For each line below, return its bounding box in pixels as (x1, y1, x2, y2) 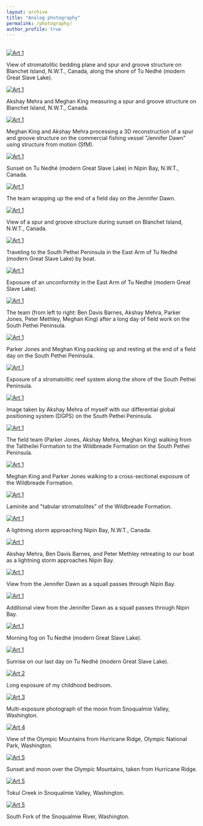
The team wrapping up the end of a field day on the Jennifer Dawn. (6, 195, 176, 202)
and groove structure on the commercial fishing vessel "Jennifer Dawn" (6, 134, 186, 142)
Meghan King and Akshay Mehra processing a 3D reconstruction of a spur (6, 128, 194, 135)
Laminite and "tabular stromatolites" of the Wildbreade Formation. (6, 503, 172, 510)
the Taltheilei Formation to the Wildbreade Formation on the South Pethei (6, 442, 190, 450)
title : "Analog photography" (6, 15, 81, 21)
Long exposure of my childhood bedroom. (6, 682, 113, 689)
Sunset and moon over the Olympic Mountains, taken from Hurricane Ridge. (6, 766, 197, 773)
